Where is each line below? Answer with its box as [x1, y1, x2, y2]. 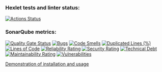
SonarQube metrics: [5, 29, 57, 36]
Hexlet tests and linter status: [5, 4, 80, 11]
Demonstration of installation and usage [5, 61, 89, 67]
